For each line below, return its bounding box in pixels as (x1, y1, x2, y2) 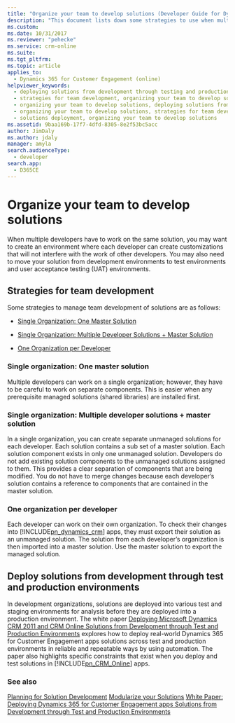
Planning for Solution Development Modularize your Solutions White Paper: (7, 693, 224, 701)
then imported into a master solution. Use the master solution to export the (7, 542, 222, 551)
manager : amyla (7, 141, 52, 148)
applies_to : (7, 69, 42, 76)
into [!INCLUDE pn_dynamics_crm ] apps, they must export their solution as (7, 528, 221, 536)
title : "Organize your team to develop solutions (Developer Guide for (7, 10, 220, 18)
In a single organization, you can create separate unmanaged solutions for (7, 434, 222, 443)
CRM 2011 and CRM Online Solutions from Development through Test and (7, 622, 219, 631)
